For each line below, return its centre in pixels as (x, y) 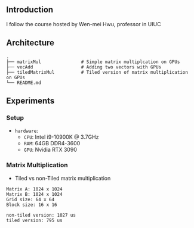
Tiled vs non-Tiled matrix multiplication (63, 178)
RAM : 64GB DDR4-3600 (52, 143)
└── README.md (24, 83)
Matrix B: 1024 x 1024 (34, 194)
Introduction (30, 10)
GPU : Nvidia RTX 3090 (50, 150)
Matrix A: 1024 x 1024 (34, 189)
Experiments (30, 101)
